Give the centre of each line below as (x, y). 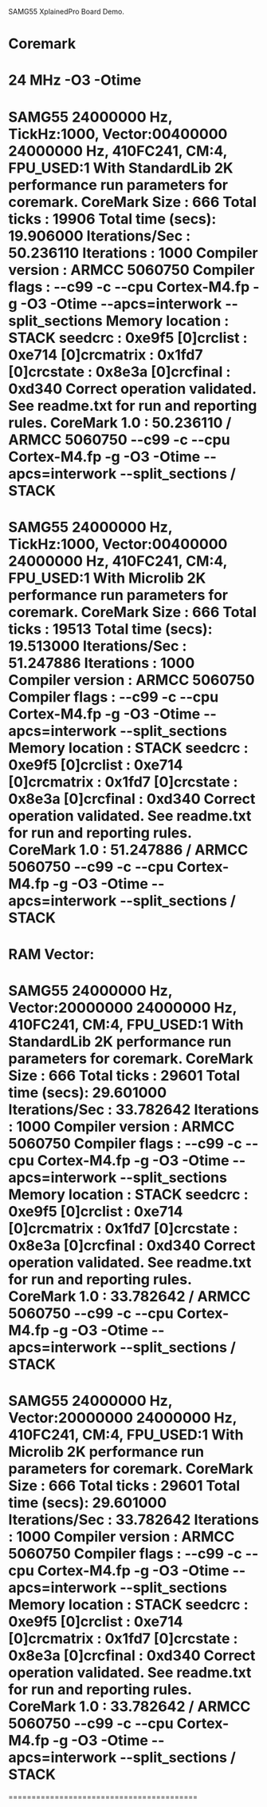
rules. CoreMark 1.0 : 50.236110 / (120, 422)
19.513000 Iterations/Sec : (98, 646)
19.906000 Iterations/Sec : (100, 236)
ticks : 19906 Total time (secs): (112, 219)
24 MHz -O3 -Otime (75, 80)
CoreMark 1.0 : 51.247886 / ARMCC (128, 850)
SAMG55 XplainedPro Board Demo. (67, 12)
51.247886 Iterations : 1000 (102, 663)
